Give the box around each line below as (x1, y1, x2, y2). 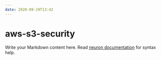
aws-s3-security (5, 28, 75, 39)
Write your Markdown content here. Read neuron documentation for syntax (5, 44, 156, 50)
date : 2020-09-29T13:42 (5, 7, 54, 12)
